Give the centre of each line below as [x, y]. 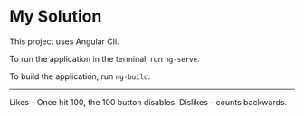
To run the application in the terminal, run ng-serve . [105, 58]
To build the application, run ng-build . [80, 76]
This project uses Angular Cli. [64, 41]
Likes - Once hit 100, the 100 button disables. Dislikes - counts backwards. [148, 102]
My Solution [56, 17]
